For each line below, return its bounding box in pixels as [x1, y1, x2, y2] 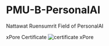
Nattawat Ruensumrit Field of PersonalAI [6, 22, 104, 29]
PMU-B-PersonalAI [6, 3, 101, 17]
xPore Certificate [6, 33, 47, 40]
